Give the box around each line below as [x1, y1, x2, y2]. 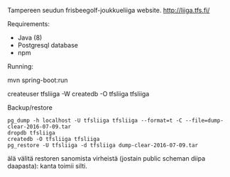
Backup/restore [7, 103, 53, 112]
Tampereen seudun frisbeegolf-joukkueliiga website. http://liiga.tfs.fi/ [7, 6, 210, 14]
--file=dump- [185, 117, 224, 124]
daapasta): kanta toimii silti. [7, 162, 87, 170]
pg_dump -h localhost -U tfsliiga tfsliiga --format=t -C [7, 117, 182, 124]
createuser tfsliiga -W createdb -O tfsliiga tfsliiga [7, 90, 150, 98]
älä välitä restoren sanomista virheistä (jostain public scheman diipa [7, 154, 206, 162]
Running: [7, 62, 34, 70]
